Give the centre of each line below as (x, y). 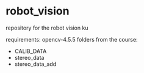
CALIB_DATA (31, 51)
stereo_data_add (35, 64)
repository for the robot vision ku (47, 28)
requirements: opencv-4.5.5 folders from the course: (72, 39)
